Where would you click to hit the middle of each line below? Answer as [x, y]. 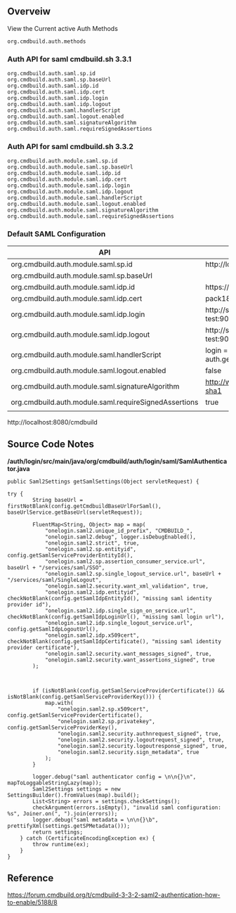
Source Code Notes [51, 445]
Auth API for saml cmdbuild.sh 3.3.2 [70, 147]
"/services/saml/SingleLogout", [54, 580]
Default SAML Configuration [57, 234]
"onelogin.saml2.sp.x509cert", [103, 709]
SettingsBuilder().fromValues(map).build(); [73, 795]
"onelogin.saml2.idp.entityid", [92, 592]
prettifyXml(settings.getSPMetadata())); [69, 826]
